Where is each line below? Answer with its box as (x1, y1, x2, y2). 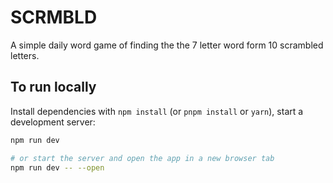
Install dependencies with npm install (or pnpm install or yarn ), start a (10, 105, 304, 117)
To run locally (10, 79, 97, 96)
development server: (10, 116, 96, 128)
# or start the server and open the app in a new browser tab (10, 153, 275, 163)
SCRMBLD (10, 6, 98, 29)
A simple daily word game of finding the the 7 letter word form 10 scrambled (10, 39, 324, 51)
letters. (10, 49, 40, 61)
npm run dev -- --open (10, 162, 105, 173)
